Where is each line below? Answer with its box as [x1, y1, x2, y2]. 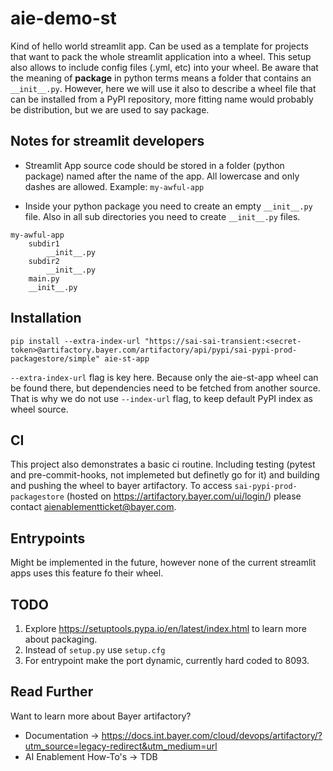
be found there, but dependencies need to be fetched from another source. [10, 382, 321, 394]
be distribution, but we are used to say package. [10, 103, 210, 116]
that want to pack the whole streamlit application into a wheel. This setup [10, 50, 312, 62]
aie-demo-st [10, 7, 117, 30]
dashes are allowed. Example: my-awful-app [24, 180, 205, 192]
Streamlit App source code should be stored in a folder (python [24, 159, 285, 171]
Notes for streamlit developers [10, 133, 205, 150]
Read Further [10, 683, 94, 701]
